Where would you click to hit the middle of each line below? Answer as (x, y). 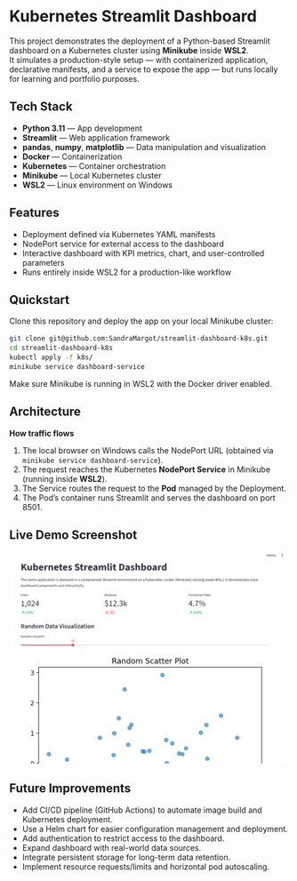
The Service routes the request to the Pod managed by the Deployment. (154, 488)
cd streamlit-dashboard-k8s (61, 348)
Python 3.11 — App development (82, 128)
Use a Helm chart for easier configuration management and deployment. (155, 829)
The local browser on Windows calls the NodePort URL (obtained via (148, 450)
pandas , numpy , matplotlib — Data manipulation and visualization (144, 147)
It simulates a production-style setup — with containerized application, (139, 60)
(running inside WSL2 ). (64, 478)
